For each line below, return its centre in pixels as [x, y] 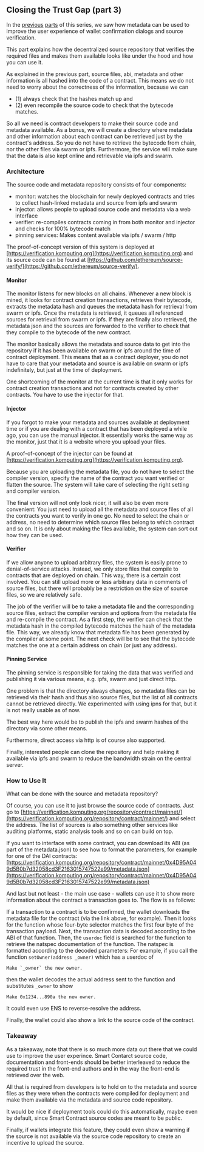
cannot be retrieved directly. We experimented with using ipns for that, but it [102, 704]
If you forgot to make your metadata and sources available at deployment [98, 422]
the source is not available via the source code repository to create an [94, 1136]
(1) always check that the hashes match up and [74, 98]
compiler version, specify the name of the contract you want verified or [95, 478]
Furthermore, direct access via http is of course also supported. [86, 740]
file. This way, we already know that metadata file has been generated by [98, 632]
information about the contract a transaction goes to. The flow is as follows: [101, 900]
